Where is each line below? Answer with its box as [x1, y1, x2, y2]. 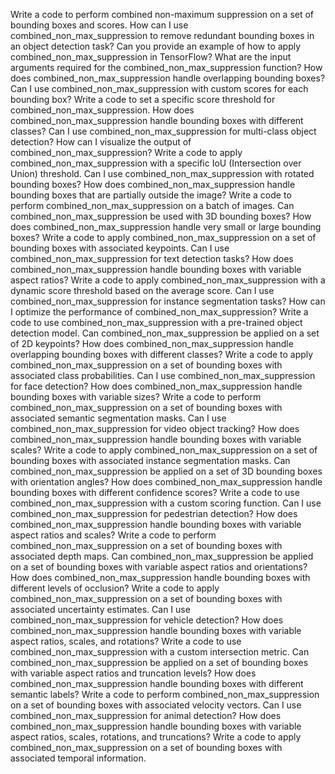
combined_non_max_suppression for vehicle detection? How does [10, 614, 284, 626]
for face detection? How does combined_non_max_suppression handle [10, 380, 303, 392]
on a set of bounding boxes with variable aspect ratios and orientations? [10, 561, 308, 573]
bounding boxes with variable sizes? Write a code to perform [10, 391, 262, 403]
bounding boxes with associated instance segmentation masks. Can [10, 455, 291, 466]
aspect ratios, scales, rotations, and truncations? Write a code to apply [10, 731, 302, 743]
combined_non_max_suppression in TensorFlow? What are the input [10, 51, 292, 63]
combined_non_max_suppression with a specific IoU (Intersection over [10, 157, 302, 169]
